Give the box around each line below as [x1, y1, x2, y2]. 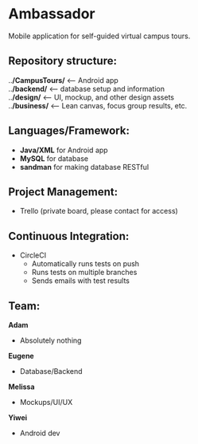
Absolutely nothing [19, 336, 82, 345]
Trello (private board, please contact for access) [19, 206, 179, 216]
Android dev [19, 428, 60, 438]
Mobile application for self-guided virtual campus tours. [8, 31, 191, 41]
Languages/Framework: [8, 124, 130, 138]
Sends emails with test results [31, 276, 130, 285]
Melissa [8, 382, 35, 391]
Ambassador [8, 5, 95, 23]
